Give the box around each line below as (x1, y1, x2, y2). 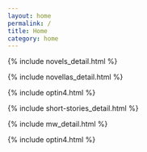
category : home (7, 34, 59, 43)
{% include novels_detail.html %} (7, 57, 118, 66)
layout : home (7, 11, 52, 20)
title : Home (7, 27, 48, 35)
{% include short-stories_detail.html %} (7, 103, 139, 113)
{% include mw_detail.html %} (7, 119, 108, 129)
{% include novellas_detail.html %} (7, 72, 124, 82)
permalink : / (7, 19, 52, 27)
